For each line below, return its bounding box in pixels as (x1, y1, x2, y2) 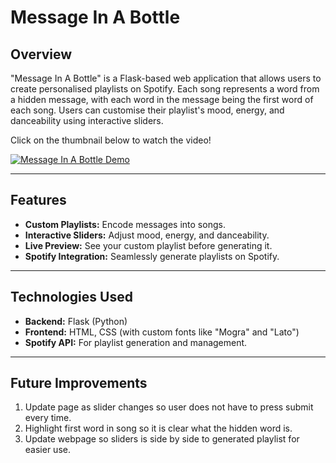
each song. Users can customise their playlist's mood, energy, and (10, 104, 285, 116)
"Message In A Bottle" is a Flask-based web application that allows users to (10, 72, 322, 84)
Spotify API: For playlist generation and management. (24, 336, 248, 348)
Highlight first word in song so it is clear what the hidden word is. (24, 422, 293, 435)
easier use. (24, 444, 71, 456)
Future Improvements (10, 375, 148, 392)
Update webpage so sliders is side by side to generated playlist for (24, 433, 300, 445)
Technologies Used (10, 289, 133, 306)
